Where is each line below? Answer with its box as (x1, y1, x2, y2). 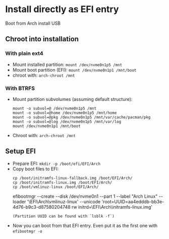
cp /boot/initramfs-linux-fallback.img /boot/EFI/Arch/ (12, 175, 133, 181)
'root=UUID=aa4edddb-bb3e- (101, 198, 164, 205)
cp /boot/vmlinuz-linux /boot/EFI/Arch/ (12, 184, 99, 190)
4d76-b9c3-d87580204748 (12, 204, 71, 210)
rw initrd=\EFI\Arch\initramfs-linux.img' (71, 204, 153, 210)
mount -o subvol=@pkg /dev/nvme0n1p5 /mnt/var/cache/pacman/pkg (12, 114, 151, 119)
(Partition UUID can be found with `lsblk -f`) (12, 213, 115, 219)
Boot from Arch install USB (5, 20, 61, 26)
